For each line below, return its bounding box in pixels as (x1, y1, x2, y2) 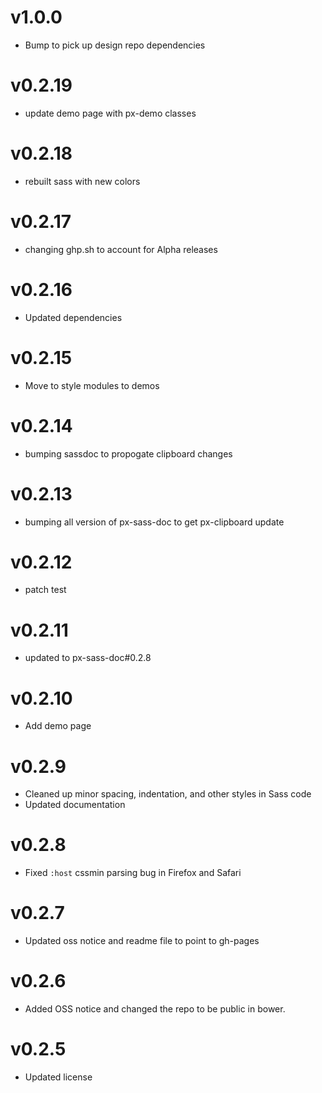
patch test (24, 584, 67, 596)
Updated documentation (24, 799, 126, 811)
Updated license (24, 1071, 93, 1083)
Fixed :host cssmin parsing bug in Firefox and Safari (24, 867, 242, 879)
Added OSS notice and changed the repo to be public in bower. (24, 1003, 286, 1015)
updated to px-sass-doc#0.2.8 (24, 652, 152, 664)
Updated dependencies (24, 311, 123, 323)
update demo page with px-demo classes (24, 107, 197, 119)
